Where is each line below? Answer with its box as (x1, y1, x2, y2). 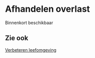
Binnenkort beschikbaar (5, 20, 53, 26)
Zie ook (5, 34, 28, 42)
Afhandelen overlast (5, 3, 90, 15)
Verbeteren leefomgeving (5, 47, 57, 53)
